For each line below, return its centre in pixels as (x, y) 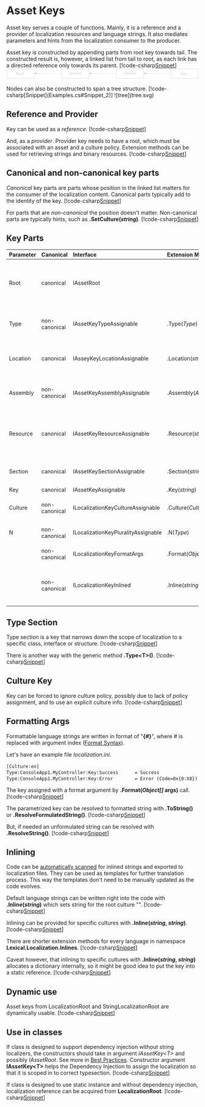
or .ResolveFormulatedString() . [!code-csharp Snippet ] (76, 815)
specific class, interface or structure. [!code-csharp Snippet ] (82, 644)
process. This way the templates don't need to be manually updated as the (100, 880)
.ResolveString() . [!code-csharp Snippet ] (58, 833)
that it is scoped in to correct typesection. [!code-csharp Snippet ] (88, 1073)
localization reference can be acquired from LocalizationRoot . (85, 1091)
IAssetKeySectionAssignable (109, 471)
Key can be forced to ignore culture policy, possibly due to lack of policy (97, 695)
